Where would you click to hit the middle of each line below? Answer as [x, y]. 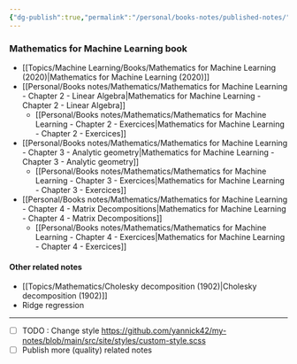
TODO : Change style [61, 331]
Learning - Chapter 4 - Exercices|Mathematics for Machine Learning [160, 236]
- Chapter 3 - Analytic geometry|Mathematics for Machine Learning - [148, 152]
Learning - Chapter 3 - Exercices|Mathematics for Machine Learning [160, 180]
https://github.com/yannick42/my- [164, 331]
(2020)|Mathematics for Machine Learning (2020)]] [116, 77]
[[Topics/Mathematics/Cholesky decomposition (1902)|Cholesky [139, 287]
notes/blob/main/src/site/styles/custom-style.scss [114, 341]
